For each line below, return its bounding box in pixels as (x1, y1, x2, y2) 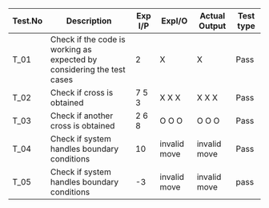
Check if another (50, 110, 114, 121)
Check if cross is (50, 88, 114, 98)
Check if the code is (50, 34, 126, 45)
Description (66, 15, 112, 27)
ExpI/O (161, 15, 188, 27)
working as (50, 44, 92, 55)
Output (199, 20, 227, 31)
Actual (199, 10, 226, 21)
